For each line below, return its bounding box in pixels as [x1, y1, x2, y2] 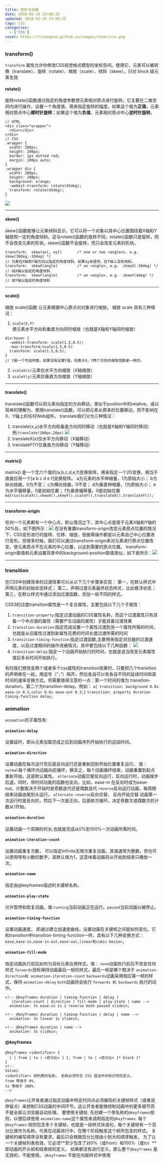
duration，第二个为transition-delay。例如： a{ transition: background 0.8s [5, 683, 159, 689]
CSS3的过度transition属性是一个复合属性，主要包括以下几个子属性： [5, 602, 143, 607]
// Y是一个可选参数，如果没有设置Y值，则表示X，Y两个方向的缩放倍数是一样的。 [5, 358, 144, 363]
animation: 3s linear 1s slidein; [9, 1016, 80, 1021]
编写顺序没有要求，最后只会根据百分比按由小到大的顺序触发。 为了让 [18, 1134, 156, 1140]
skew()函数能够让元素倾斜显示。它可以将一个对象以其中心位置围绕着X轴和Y [5, 228, 157, 234]
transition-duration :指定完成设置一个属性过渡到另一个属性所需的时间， [12, 624, 158, 630]
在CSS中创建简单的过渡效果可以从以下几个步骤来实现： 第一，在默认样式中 [5, 579, 156, 584]
